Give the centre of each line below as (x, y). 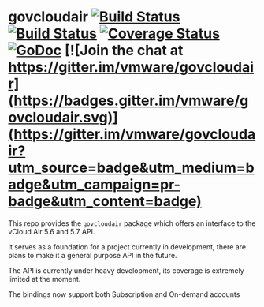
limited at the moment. (45, 279)
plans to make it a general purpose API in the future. (93, 255)
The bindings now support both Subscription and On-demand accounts (124, 294)
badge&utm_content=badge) (105, 202)
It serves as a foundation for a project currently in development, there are (127, 247)
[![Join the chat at (124, 51)
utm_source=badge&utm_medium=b (131, 168)
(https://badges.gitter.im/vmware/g (128, 101)
